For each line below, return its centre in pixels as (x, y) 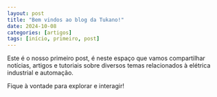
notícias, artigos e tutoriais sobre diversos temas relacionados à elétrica (109, 66)
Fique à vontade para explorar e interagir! (66, 86)
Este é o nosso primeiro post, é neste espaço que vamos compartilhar (106, 58)
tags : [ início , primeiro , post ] (53, 39)
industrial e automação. (41, 73)
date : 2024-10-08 (32, 26)
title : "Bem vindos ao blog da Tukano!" (66, 20)
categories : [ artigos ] (39, 32)
